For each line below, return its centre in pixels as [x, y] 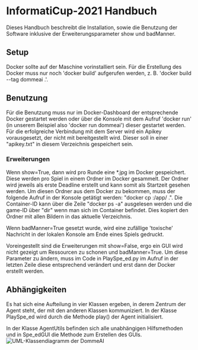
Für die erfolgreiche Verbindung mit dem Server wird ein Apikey [84, 131]
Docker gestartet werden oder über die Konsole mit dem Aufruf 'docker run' [99, 119]
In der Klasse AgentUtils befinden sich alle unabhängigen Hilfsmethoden [95, 328]
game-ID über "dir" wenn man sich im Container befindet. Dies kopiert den [97, 210]
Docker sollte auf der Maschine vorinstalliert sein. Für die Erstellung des [94, 67]
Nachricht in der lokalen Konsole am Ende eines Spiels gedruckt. [85, 234]
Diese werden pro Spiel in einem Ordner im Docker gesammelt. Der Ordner [97, 178]
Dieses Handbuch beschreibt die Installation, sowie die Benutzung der [92, 27]
